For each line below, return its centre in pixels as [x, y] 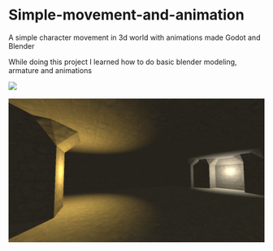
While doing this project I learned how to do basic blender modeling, [123, 62]
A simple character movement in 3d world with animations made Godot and [134, 37]
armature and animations [50, 70]
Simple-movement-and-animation [127, 15]
